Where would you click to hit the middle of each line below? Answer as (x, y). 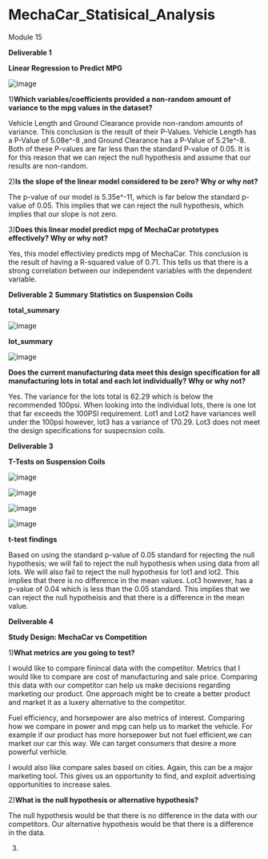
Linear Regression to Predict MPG (65, 68)
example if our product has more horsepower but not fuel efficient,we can (130, 735)
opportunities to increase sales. (60, 784)
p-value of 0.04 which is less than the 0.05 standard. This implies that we (129, 589)
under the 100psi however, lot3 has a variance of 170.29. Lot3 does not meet (134, 422)
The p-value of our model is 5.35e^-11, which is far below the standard (124, 197)
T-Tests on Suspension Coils (57, 461)
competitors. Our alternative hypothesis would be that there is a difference (131, 824)
